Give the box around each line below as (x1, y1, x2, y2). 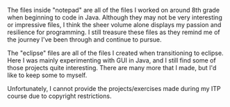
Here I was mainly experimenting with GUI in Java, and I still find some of (7, 56, 217, 65)
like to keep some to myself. (7, 71, 88, 79)
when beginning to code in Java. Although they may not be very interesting (7, 13, 222, 22)
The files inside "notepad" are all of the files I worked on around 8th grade (7, 6, 220, 14)
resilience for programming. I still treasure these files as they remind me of (7, 28, 220, 36)
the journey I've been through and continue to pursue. (7, 35, 162, 44)
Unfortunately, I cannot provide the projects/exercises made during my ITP (7, 85, 221, 92)
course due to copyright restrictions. (7, 92, 112, 100)
